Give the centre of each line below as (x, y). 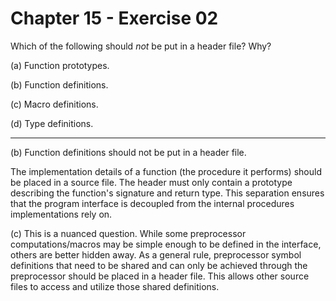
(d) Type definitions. (52, 123)
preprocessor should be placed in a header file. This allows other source (160, 276)
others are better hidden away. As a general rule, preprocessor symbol (156, 254)
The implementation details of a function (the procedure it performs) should (166, 171)
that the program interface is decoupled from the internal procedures (152, 203)
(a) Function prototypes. (60, 65)
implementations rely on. (61, 214)
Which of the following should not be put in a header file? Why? (141, 46)
